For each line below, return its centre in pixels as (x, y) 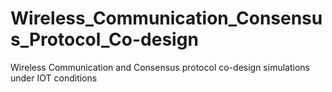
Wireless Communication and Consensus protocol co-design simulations (160, 67)
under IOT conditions (54, 78)
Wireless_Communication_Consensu (166, 18)
